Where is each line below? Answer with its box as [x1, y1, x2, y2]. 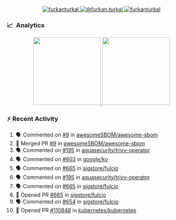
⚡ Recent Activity [7, 115, 59, 123]
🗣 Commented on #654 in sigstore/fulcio [15, 198, 119, 205]
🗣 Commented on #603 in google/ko [15, 155, 109, 162]
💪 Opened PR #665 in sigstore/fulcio [15, 191, 106, 198]
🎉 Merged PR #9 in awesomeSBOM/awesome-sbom [15, 139, 145, 147]
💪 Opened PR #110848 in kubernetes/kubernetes [15, 206, 137, 213]
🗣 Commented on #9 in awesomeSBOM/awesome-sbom [15, 131, 158, 138]
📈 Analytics [7, 21, 45, 29]
